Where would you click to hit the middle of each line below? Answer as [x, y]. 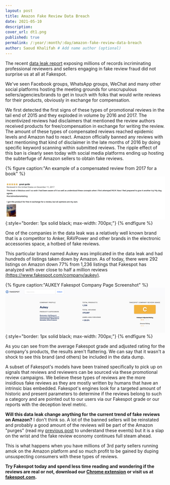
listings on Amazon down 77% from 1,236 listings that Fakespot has [76, 264]
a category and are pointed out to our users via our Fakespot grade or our [82, 399]
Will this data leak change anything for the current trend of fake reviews [83, 414]
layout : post [19, 11]
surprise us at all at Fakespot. [36, 74]
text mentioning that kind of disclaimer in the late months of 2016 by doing [83, 142]
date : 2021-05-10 [24, 21]
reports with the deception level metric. [46, 405]
